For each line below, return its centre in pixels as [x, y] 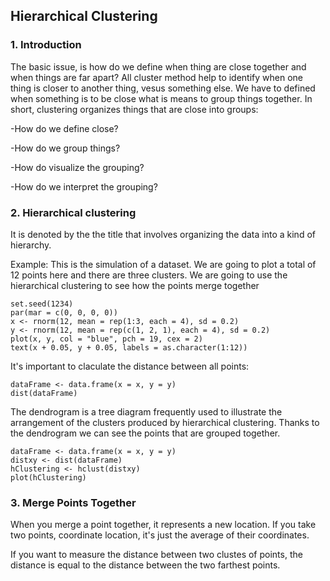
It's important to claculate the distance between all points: [130, 366]
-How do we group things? [65, 148]
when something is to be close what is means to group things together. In [161, 98]
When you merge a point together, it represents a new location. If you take [163, 525]
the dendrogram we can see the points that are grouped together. [145, 433]
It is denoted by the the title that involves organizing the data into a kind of [163, 234]
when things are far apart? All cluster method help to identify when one [157, 77]
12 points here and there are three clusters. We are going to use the [149, 275]
